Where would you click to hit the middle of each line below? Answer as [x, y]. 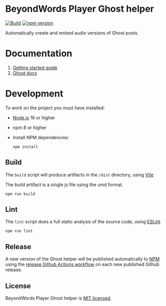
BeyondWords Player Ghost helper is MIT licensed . [59, 298]
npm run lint [19, 231]
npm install [25, 147]
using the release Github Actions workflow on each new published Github [82, 264]
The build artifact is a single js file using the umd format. [64, 185]
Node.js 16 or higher [34, 117]
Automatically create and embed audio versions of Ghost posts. [72, 33]
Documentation [39, 54]
